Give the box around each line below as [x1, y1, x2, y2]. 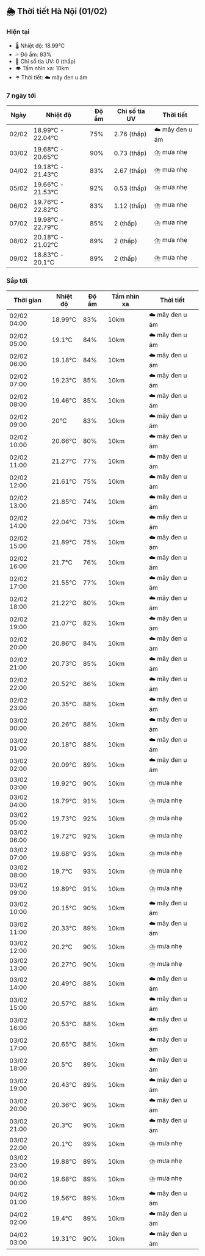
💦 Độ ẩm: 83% [15, 51, 52, 58]
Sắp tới [6, 276, 27, 285]
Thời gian [13, 296, 41, 305]
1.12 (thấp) [113, 202, 147, 210]
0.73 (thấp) [113, 148, 147, 157]
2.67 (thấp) [113, 166, 147, 175]
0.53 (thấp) [113, 184, 147, 192]
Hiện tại [6, 27, 30, 36]
